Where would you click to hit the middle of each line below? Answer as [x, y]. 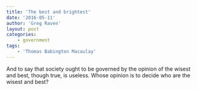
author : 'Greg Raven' [34, 23]
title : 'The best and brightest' [49, 12]
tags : [13, 46]
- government [34, 40]
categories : [21, 35]
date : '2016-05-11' [31, 18]
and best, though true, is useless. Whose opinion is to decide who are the [98, 75]
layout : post [23, 29]
